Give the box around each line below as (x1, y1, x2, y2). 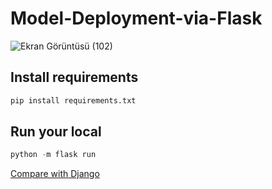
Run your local (10, 123, 102, 141)
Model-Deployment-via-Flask (10, 7, 263, 30)
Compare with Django (10, 168, 100, 180)
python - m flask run (10, 150, 97, 160)
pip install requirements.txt (10, 95, 137, 106)
